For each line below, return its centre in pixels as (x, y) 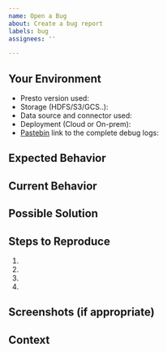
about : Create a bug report (56, 24)
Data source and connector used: (76, 115)
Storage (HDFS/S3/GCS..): (64, 107)
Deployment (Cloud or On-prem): (75, 124)
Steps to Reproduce (60, 241)
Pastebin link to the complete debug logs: (90, 133)
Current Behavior (53, 186)
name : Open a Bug (38, 16)
